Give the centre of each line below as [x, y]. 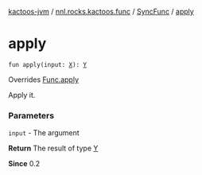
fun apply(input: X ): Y [48, 64]
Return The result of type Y [53, 148]
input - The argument [44, 133]
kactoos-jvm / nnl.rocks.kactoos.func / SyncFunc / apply [101, 12]
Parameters [31, 115]
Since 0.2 [24, 164]
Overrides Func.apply [44, 80]
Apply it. [22, 95]
